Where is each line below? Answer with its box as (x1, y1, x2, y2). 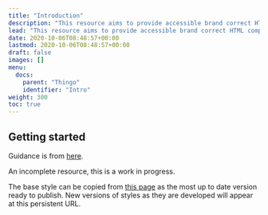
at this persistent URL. (8, 198, 81, 208)
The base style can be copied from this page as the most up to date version (8, 182, 258, 191)
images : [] (8, 57, 45, 64)
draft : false (8, 49, 52, 57)
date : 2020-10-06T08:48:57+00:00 (8, 33, 120, 42)
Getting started (8, 130, 86, 143)
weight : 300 (8, 93, 48, 101)
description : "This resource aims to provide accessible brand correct (8, 19, 251, 27)
